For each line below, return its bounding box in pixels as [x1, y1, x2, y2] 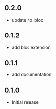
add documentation [11, 72, 52, 78]
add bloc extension [11, 44, 51, 50]
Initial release [11, 99, 39, 105]
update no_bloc [11, 17, 44, 23]
